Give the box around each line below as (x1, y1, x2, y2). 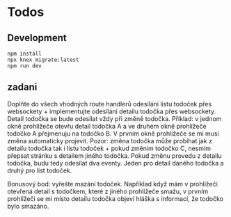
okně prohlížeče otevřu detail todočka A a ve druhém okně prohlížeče (7, 122, 207, 130)
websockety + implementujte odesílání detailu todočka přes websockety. (7, 107, 216, 115)
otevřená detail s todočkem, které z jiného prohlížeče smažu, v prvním (7, 187, 209, 195)
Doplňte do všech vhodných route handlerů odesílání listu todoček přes (7, 99, 212, 108)
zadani (7, 81, 38, 93)
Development (7, 32, 67, 44)
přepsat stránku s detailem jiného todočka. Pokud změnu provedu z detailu (7, 151, 222, 160)
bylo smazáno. (7, 202, 49, 210)
